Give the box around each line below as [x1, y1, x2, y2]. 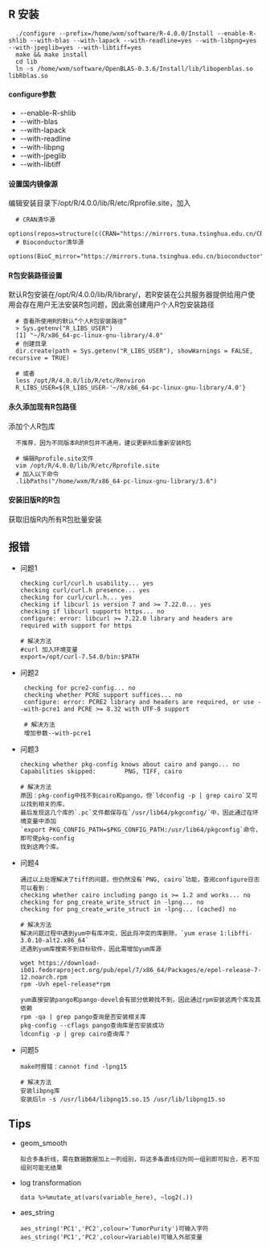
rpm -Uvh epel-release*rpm [19, 980, 111, 988]
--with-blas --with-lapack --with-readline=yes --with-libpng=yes [29, 36, 257, 44]
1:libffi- [219, 929, 253, 938]
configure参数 [8, 89, 56, 99]
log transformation [19, 1178, 82, 1188]
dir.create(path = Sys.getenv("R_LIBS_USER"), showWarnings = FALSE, [15, 347, 253, 356]
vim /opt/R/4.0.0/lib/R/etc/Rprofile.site [15, 461, 160, 469]
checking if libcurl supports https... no [19, 607, 165, 616]
